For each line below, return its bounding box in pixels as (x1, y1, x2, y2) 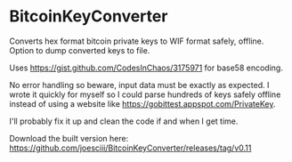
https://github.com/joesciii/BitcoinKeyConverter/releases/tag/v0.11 (9, 142, 252, 153)
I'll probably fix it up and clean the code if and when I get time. (9, 116, 239, 126)
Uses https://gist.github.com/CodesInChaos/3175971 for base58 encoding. (9, 62, 283, 73)
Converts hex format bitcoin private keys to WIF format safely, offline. (9, 36, 264, 46)
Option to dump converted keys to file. (9, 45, 150, 55)
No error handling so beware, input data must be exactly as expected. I (9, 79, 270, 90)
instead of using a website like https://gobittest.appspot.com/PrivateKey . (9, 98, 276, 109)
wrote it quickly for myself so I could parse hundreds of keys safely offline (9, 89, 281, 100)
